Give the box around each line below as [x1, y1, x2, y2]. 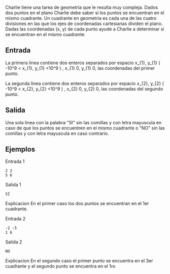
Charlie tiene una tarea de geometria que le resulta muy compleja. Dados [5, 5, 158, 10]
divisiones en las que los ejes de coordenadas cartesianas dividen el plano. [5, 20, 163, 26]
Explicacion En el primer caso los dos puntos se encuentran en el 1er [5, 201, 149, 207]
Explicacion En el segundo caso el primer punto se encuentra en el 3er [5, 258, 153, 264]
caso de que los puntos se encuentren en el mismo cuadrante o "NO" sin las [5, 125, 165, 131]
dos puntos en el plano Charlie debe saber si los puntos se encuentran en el [5, 10, 164, 16]
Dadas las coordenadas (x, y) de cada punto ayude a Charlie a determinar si [5, 26, 164, 32]
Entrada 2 [5, 216, 26, 222]
